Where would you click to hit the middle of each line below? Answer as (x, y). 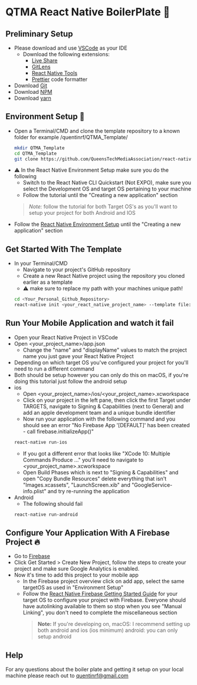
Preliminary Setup (39, 34)
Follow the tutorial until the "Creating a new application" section (100, 195)
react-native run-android (46, 514)
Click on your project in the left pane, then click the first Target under (107, 400)
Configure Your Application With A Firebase (88, 532)
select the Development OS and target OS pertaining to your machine (107, 189)
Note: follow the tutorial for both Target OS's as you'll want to (103, 207)
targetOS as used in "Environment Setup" (73, 588)
